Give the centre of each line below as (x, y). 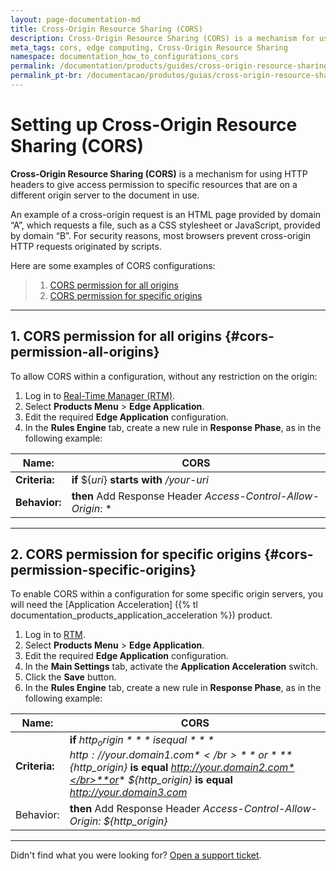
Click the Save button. (70, 677)
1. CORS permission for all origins (116, 336)
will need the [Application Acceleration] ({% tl (104, 605)
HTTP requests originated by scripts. (86, 246)
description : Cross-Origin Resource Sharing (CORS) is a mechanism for (162, 38)
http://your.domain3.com (128, 792)
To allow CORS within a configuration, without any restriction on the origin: (164, 376)
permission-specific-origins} (103, 570)
